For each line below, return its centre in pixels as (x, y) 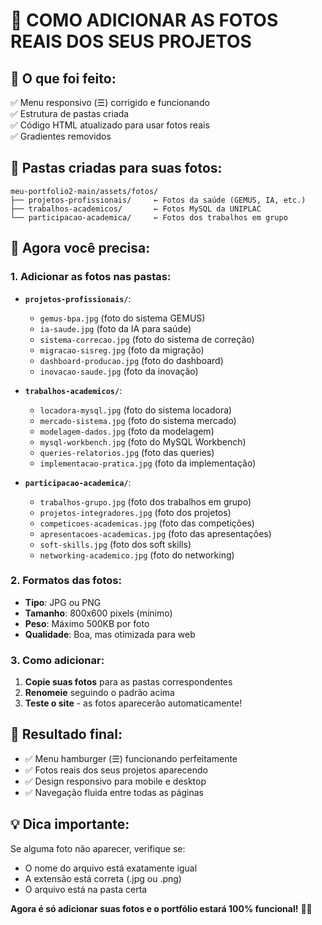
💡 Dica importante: (70, 824)
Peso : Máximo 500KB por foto (87, 623)
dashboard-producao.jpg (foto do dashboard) (131, 360)
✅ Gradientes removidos (61, 136)
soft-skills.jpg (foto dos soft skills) (115, 544)
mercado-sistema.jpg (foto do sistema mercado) (138, 420)
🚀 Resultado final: (66, 734)
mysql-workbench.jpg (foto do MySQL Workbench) (143, 441)
